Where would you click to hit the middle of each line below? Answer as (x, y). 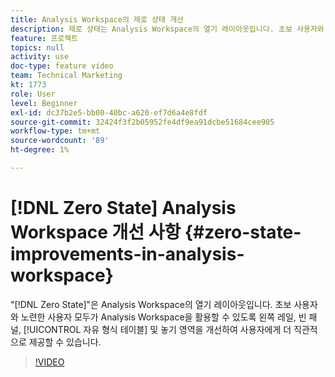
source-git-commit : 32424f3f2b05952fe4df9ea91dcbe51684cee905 (142, 122)
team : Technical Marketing (66, 76)
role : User (33, 94)
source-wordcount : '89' (60, 141)
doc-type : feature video (62, 66)
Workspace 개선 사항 (96, 232)
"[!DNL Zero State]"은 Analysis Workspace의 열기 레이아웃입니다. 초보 (151, 304)
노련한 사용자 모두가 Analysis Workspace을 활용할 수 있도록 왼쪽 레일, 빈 (163, 317)
